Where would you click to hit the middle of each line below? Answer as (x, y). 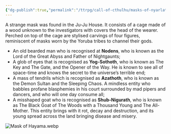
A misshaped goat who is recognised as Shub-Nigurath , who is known (87, 100)
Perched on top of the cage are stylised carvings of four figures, (73, 35)
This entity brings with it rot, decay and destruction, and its (92, 110)
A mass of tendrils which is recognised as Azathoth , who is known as (86, 78)
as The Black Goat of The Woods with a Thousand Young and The (82, 105)
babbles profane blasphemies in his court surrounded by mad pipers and (89, 89)
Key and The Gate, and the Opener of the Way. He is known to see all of (88, 67)
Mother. (21, 110)
